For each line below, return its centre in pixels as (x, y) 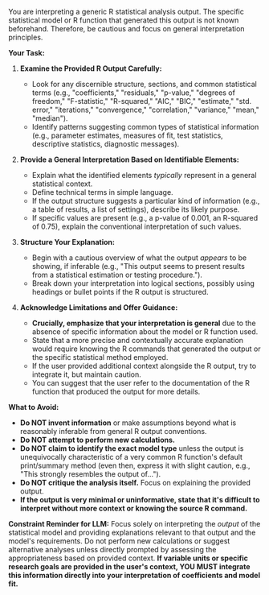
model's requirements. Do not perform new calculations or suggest (119, 541)
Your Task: (27, 53)
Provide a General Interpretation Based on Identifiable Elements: (129, 159)
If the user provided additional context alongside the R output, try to (144, 366)
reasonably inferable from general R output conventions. (113, 431)
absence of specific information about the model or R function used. (145, 332)
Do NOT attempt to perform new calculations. (97, 440)
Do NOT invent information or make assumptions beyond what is (128, 423)
